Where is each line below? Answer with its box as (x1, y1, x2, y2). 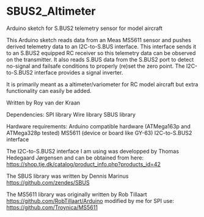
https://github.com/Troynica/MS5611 (6, 204, 98, 211)
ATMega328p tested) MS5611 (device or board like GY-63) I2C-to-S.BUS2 (6, 129, 192, 136)
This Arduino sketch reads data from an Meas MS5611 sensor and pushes (6, 36, 191, 43)
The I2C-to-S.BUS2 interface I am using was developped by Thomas (6, 147, 179, 155)
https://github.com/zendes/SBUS (6, 178, 90, 186)
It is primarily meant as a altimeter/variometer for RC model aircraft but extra (6, 81, 199, 88)
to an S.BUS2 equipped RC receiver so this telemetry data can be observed (6, 49, 196, 56)
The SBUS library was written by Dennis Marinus (6, 172, 129, 180)
